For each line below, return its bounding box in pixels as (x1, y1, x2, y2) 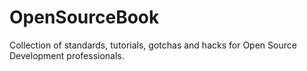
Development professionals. (9, 49, 125, 61)
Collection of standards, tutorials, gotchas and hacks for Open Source (9, 39, 297, 51)
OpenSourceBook (9, 6, 160, 29)
